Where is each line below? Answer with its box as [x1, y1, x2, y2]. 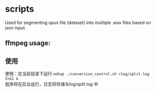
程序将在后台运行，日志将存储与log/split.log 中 [5, 81, 98, 87]
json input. [5, 24, 26, 30]
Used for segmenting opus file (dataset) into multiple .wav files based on [5, 20, 151, 25]
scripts [5, 3, 34, 15]
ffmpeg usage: [5, 39, 51, 47]
